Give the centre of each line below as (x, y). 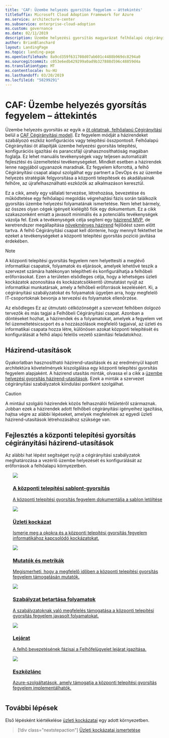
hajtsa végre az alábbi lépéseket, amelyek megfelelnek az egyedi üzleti (79, 414)
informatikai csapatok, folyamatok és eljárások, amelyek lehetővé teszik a (81, 266)
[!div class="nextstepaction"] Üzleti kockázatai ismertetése (79, 730)
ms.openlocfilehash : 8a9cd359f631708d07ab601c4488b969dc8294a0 (73, 57)
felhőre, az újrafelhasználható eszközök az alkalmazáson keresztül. (75, 183)
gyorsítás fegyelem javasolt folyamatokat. (56, 616)
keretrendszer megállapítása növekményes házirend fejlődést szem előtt (80, 225)
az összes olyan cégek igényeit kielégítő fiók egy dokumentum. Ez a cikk (81, 209)
